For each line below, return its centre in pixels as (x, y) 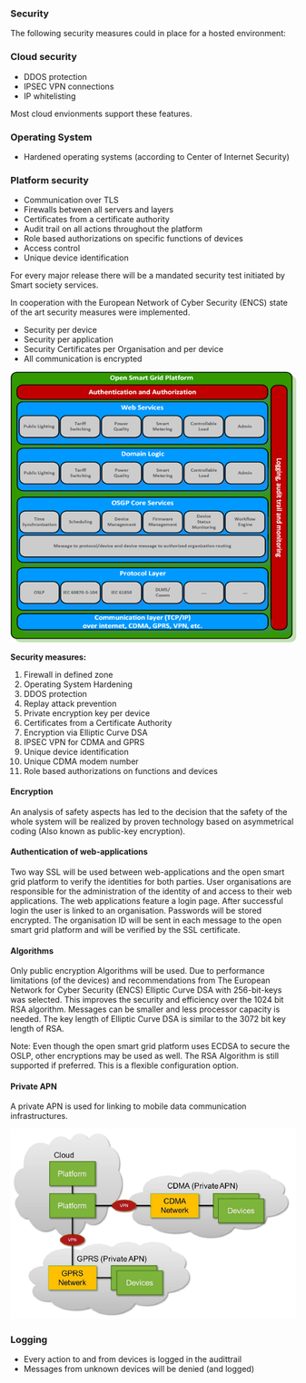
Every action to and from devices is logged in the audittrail (133, 1359)
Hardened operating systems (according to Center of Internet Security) (156, 156)
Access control (52, 249)
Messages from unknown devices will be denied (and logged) (139, 1369)
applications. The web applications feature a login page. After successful (147, 900)
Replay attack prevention (70, 703)
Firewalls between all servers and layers (99, 210)
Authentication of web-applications (79, 852)
